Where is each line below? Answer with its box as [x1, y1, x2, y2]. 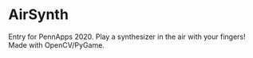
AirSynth [8, 6, 69, 24]
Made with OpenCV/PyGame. [8, 40, 105, 49]
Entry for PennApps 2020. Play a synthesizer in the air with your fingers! [8, 32, 246, 41]
